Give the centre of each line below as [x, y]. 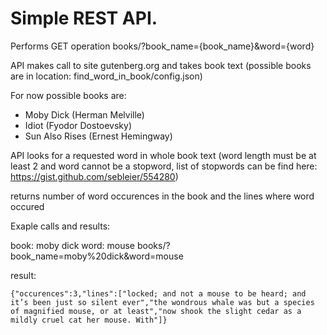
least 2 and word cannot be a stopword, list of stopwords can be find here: [164, 166]
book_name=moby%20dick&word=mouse [97, 256]
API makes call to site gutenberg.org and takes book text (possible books [161, 65]
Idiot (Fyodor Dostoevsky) [78, 125]
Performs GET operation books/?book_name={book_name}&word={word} [162, 46]
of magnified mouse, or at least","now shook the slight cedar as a [156, 311]
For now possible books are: [68, 95]
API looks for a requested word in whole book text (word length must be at [163, 155]
